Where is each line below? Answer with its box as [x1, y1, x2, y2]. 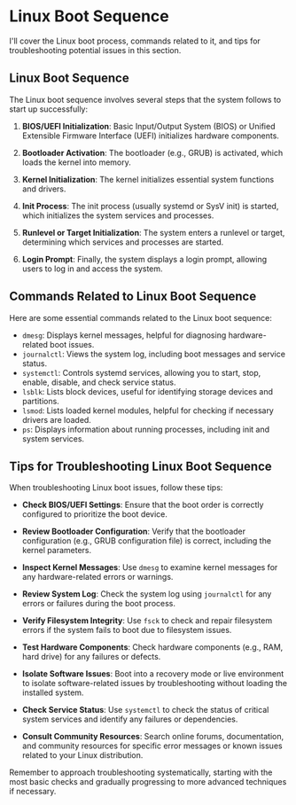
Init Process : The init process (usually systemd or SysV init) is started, [21, 200, 279, 211]
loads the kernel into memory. [21, 157, 131, 168]
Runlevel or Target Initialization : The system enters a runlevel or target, [21, 227, 285, 238]
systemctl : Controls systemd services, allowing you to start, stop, [21, 367, 261, 378]
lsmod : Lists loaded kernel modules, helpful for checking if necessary [21, 405, 275, 416]
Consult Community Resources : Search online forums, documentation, [21, 731, 284, 742]
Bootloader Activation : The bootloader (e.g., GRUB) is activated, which [21, 147, 284, 158]
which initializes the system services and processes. [21, 210, 214, 221]
